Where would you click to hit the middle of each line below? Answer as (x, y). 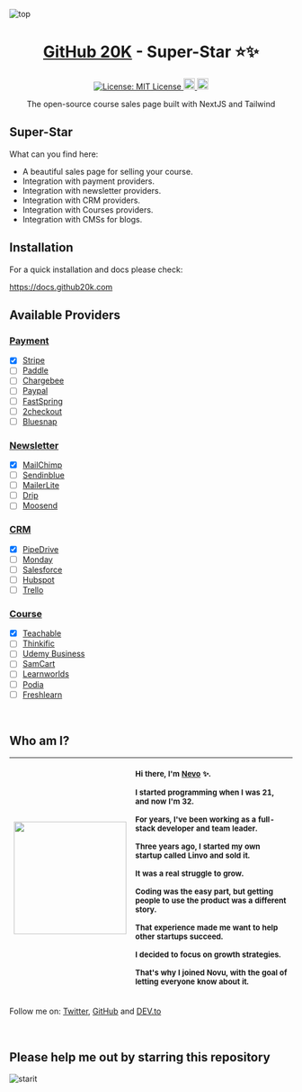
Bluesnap (40, 421)
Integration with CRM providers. (81, 200)
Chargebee (43, 381)
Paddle (36, 370)
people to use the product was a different (211, 901)
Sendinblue (43, 475)
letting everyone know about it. (192, 982)
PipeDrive (40, 549)
